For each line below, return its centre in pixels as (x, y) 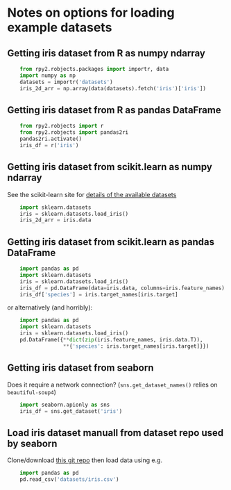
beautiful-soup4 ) (32, 392)
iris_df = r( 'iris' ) (49, 145)
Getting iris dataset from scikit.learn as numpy (110, 167)
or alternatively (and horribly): (50, 307)
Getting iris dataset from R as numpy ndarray (106, 53)
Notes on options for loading (91, 13)
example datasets (60, 27)
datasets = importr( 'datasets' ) (66, 82)
